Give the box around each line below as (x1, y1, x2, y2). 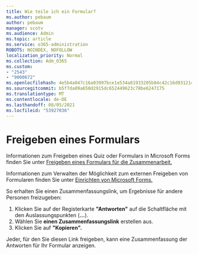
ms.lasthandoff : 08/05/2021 (6, 102, 75, 108)
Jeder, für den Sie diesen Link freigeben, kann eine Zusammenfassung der (6, 236, 187, 243)
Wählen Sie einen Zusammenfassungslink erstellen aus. (14, 218, 153, 225)
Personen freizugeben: (6, 194, 62, 201)
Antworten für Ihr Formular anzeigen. (6, 242, 96, 249)
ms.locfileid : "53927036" (6, 107, 70, 113)
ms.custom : (6, 63, 33, 70)
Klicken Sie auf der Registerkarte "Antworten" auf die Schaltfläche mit (14, 205, 187, 212)
